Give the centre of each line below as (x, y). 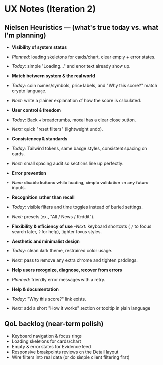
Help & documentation (35, 289)
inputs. (19, 188)
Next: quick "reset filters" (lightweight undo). (57, 129)
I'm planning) (25, 35)
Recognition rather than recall (43, 197)
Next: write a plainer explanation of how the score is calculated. (77, 100)
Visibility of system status (39, 47)
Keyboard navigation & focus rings (47, 336)
